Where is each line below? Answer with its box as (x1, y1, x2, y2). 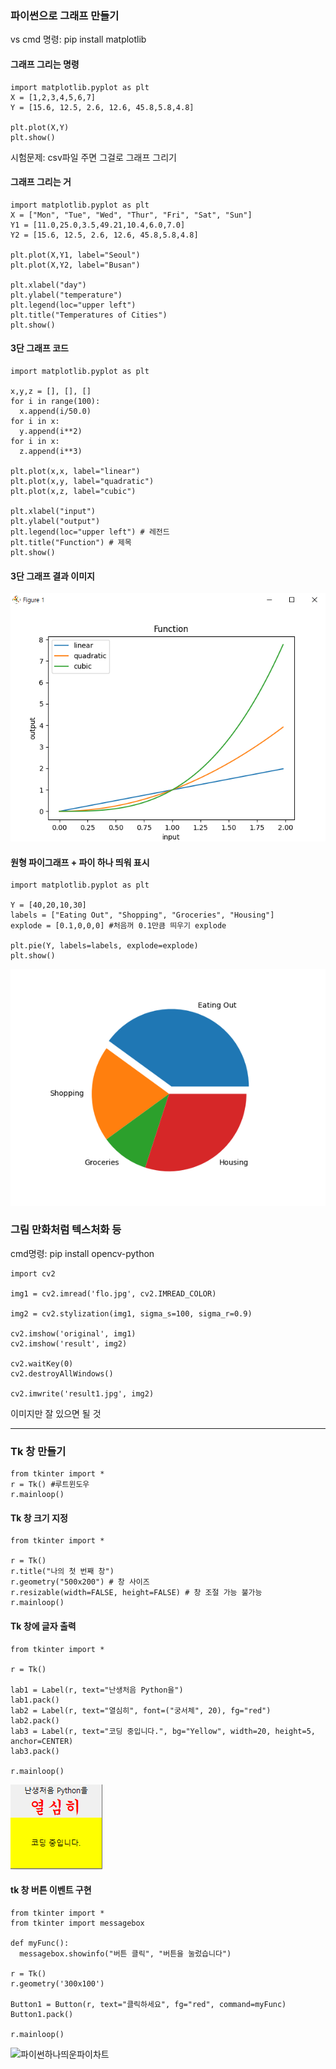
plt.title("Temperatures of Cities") (10, 310, 168, 320)
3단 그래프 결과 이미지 (10, 570, 95, 582)
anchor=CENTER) (10, 1736, 74, 1746)
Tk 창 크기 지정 (10, 1512, 68, 1524)
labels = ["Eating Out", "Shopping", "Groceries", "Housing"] (10, 910, 275, 921)
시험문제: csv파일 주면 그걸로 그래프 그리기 (10, 151, 177, 163)
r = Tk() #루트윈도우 (10, 1480, 90, 1490)
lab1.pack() (10, 1695, 60, 1705)
